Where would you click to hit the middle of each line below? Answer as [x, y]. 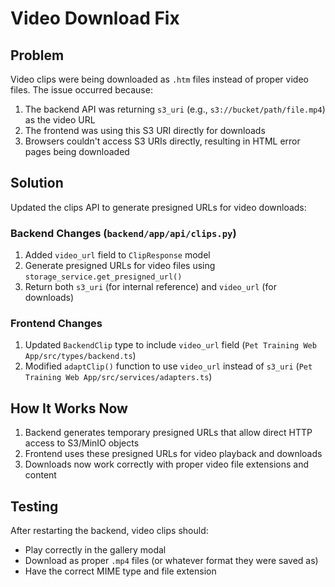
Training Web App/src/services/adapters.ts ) [118, 377]
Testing [34, 506]
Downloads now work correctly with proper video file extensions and [166, 464]
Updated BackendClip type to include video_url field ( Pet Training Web [170, 345]
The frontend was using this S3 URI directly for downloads [145, 130]
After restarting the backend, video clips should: [109, 531]
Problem [37, 55]
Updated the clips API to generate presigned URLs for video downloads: [158, 207]
